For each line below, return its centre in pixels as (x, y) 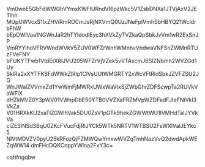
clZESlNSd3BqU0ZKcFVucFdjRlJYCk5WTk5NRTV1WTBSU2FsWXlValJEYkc (101, 126)
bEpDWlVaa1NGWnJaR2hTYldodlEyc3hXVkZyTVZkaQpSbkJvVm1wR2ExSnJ (102, 35)
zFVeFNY (18, 54)
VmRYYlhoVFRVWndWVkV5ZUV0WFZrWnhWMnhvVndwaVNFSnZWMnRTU (102, 48)
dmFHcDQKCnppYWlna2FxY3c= (72, 145)
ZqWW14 (18, 145)
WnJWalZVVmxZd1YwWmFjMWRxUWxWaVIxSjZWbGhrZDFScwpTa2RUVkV (102, 87)
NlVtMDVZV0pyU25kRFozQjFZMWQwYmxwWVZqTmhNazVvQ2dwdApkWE (102, 139)
